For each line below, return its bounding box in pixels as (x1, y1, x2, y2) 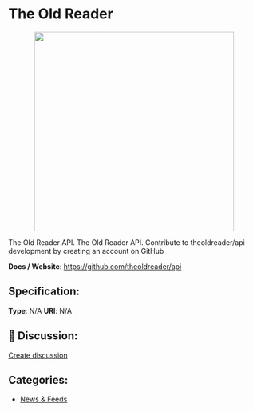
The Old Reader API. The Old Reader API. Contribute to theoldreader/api (8, 237, 245, 247)
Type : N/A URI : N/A (8, 306, 73, 315)
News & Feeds (19, 394, 68, 404)
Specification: (8, 285, 80, 298)
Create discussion (8, 350, 68, 360)
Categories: (8, 373, 69, 387)
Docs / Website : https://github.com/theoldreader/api (8, 261, 182, 271)
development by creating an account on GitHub (8, 246, 164, 255)
